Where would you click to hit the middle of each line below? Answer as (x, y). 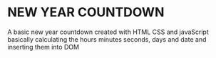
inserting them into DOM (43, 47)
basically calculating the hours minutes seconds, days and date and (107, 39)
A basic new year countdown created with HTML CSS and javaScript (108, 32)
